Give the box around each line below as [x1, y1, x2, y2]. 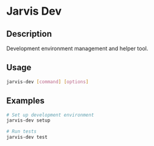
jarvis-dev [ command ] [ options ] [6, 78, 89, 85]
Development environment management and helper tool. [6, 45, 148, 52]
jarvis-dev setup [6, 117, 51, 123]
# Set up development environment [6, 112, 95, 118]
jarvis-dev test [6, 134, 48, 141]
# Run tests [6, 128, 37, 135]
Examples [6, 96, 45, 106]
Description [6, 29, 52, 39]
